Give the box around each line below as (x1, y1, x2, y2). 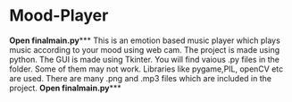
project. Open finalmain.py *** (9, 82, 122, 93)
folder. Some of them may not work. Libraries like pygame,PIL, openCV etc (9, 64, 284, 74)
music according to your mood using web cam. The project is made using (9, 44, 279, 55)
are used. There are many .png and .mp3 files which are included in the (9, 72, 272, 83)
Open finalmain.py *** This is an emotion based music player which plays (9, 35, 281, 46)
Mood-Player (9, 5, 109, 26)
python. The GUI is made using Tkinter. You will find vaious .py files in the (9, 54, 279, 64)
